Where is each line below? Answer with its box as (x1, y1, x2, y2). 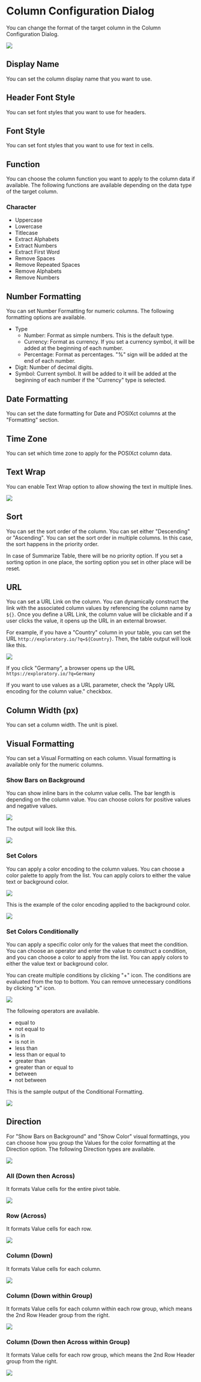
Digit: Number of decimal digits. (14, 364, 94, 371)
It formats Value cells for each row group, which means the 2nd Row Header (6, 1351, 195, 1359)
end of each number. (23, 358, 76, 365)
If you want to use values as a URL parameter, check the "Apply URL (6, 681, 175, 689)
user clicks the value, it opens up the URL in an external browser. (6, 617, 167, 624)
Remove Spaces (14, 255, 55, 262)
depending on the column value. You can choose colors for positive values (6, 796, 191, 803)
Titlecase (14, 230, 38, 237)
